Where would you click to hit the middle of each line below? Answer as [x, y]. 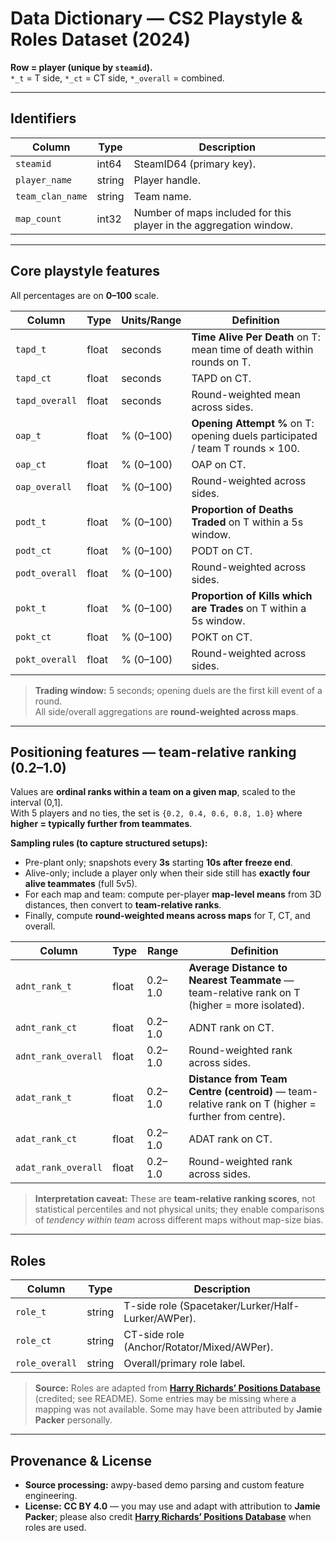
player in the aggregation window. [213, 225]
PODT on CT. [222, 550]
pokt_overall [46, 659]
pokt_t [31, 608]
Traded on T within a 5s [247, 522]
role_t [31, 1312]
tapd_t [31, 349]
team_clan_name [51, 196]
